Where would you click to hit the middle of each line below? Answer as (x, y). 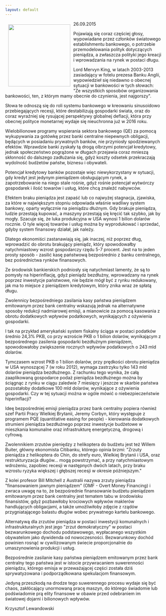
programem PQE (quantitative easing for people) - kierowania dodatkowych (82, 419)
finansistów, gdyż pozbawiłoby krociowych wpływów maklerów (70, 501)
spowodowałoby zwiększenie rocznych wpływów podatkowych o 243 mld (81, 347)
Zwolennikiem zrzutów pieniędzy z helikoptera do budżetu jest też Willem (80, 444)
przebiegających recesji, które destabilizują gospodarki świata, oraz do (78, 111)
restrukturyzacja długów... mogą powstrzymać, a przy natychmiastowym (79, 460)
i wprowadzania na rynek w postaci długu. (116, 60)
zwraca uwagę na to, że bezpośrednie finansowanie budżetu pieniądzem (80, 491)
